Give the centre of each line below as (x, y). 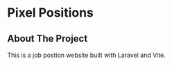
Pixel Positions (50, 13)
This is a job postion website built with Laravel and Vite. (87, 55)
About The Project (48, 39)
